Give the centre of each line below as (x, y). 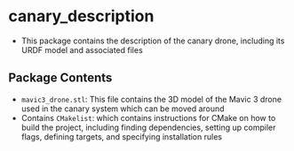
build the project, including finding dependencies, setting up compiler (148, 127)
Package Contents (60, 78)
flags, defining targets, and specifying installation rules (122, 136)
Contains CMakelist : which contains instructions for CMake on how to (148, 117)
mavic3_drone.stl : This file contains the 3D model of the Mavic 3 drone (151, 99)
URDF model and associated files (82, 49)
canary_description (81, 16)
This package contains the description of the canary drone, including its (153, 41)
